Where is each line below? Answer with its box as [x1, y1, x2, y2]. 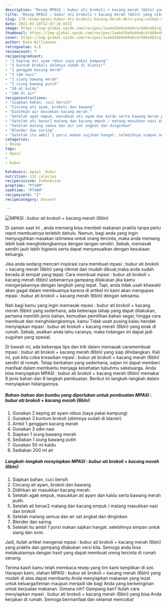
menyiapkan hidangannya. [5, 381, 59, 387]
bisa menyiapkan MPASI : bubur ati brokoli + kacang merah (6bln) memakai [5, 370, 159, 376]
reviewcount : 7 [5, 49, 37, 54]
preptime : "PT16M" [5, 183, 43, 188]
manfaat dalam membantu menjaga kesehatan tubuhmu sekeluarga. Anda [5, 365, 156, 371]
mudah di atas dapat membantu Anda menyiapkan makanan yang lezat [5, 575, 151, 581]
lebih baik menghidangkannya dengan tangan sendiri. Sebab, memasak [5, 240, 152, 247]
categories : [5, 137, 30, 142]
